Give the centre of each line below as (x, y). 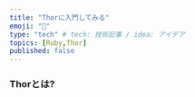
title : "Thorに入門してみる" (59, 18)
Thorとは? (32, 84)
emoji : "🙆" (30, 26)
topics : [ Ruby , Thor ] (49, 43)
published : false (42, 51)
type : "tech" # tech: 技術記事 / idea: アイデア (97, 34)
